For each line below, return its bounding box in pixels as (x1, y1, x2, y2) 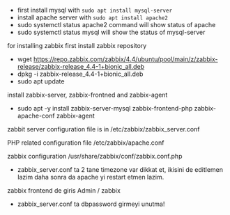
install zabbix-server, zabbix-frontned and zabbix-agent (7, 90, 168, 99)
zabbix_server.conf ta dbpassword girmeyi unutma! (17, 200, 165, 208)
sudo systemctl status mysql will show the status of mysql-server (17, 28, 206, 36)
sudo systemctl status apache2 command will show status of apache (17, 21, 216, 29)
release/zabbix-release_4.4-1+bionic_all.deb (17, 63, 145, 70)
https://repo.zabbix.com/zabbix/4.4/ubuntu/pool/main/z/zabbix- (33, 55, 218, 63)
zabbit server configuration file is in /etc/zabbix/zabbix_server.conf (7, 125, 200, 133)
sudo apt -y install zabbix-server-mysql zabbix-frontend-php (17, 104, 193, 112)
